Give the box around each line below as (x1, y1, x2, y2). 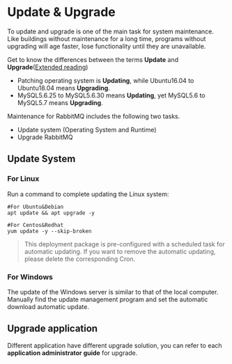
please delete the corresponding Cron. (24, 255, 136, 263)
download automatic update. (7, 302, 89, 310)
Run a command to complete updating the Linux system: (7, 189, 169, 198)
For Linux (7, 174, 40, 184)
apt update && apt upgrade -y (7, 209, 95, 216)
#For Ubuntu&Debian (7, 203, 64, 210)
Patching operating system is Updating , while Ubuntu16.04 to (17, 76, 194, 84)
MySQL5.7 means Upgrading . (17, 98, 103, 106)
